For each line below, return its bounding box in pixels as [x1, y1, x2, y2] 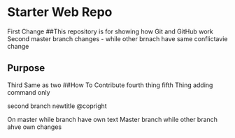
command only [7, 88, 50, 96]
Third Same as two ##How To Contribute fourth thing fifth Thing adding [7, 81, 213, 89]
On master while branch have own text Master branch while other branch [7, 115, 218, 123]
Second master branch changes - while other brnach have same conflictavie [7, 34, 228, 43]
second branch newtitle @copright [7, 102, 107, 110]
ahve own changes [7, 123, 62, 131]
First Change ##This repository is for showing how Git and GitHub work [7, 27, 213, 36]
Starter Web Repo [7, 4, 113, 20]
